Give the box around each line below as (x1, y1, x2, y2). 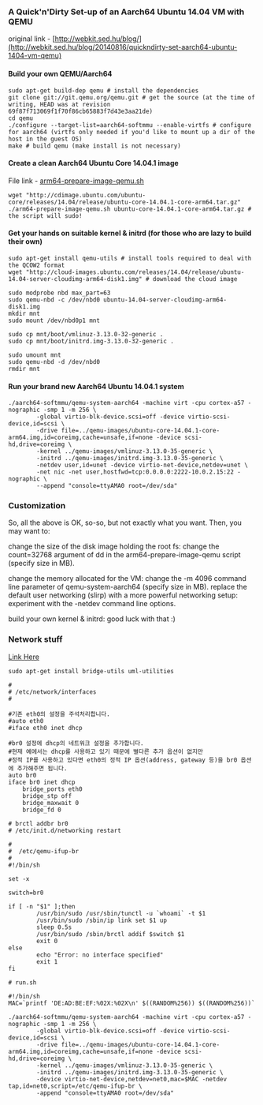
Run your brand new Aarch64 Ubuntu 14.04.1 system (8, 381, 184, 391)
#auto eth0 (8, 717, 44, 725)
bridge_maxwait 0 (22, 799, 80, 807)
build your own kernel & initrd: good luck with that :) (8, 614, 176, 624)
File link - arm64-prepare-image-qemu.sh (8, 176, 144, 185)
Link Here (8, 652, 39, 661)
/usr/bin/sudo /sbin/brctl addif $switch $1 (36, 930, 185, 938)
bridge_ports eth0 (22, 785, 83, 793)
